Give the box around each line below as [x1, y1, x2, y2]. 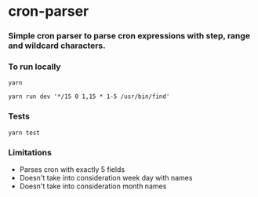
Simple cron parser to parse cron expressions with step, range [8, 31, 251, 42]
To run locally [8, 61, 61, 72]
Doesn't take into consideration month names [19, 181, 167, 191]
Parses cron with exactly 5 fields [19, 165, 125, 174]
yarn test [8, 129, 41, 137]
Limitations [8, 147, 53, 158]
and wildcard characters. [8, 40, 106, 51]
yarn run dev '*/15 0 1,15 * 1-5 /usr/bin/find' [8, 93, 170, 100]
